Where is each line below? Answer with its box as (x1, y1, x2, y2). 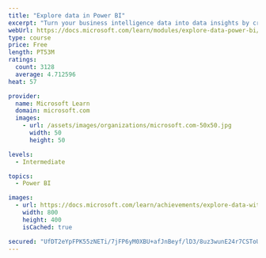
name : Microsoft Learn (15, 100, 90, 108)
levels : (8, 150, 34, 158)
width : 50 (28, 129, 62, 137)
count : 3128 (15, 63, 55, 71)
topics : (8, 172, 34, 180)
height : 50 (28, 136, 66, 144)
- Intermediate (15, 157, 66, 166)
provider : (8, 92, 41, 100)
